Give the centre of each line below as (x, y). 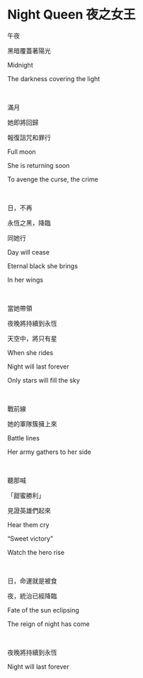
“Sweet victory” (30, 539)
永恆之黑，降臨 (29, 223)
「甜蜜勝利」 (26, 495)
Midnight (20, 65)
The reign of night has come (48, 624)
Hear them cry (28, 524)
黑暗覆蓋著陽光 (29, 51)
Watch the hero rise (36, 552)
